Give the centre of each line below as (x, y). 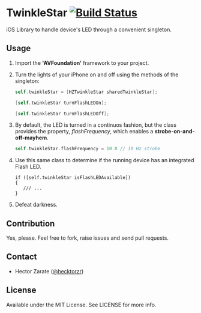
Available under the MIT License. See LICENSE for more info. (81, 305)
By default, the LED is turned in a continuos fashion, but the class (96, 125)
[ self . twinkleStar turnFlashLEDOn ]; (61, 103)
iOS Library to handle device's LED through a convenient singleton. (89, 29)
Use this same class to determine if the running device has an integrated (104, 160)
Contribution (31, 223)
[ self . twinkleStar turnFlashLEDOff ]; (62, 114)
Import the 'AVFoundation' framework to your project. (82, 62)
